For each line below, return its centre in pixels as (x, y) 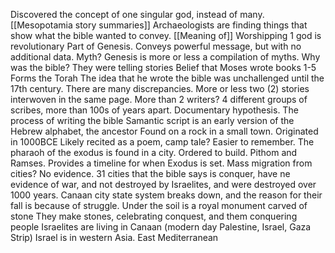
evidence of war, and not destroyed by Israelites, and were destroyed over (163, 184)
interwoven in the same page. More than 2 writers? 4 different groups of (159, 99)
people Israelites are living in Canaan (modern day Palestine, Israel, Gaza (161, 227)
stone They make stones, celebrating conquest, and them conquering (154, 216)
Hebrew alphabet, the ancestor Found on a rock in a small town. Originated (164, 131)
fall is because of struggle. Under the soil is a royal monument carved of (159, 205)
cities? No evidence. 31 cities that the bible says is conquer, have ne (150, 173)
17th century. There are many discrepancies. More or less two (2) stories (160, 88)
